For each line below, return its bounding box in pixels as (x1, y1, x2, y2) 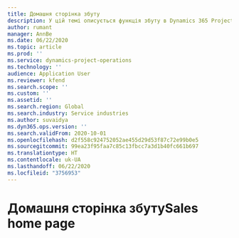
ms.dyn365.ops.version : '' (7, 123, 87, 130)
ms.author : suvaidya (7, 116, 69, 123)
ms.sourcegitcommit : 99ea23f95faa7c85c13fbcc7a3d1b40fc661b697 (7, 143, 199, 150)
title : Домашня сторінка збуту (7, 10, 100, 18)
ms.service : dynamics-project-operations (7, 57, 132, 64)
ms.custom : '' (7, 90, 50, 97)
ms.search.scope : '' (7, 83, 69, 90)
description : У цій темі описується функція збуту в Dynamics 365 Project (7, 17, 234, 24)
